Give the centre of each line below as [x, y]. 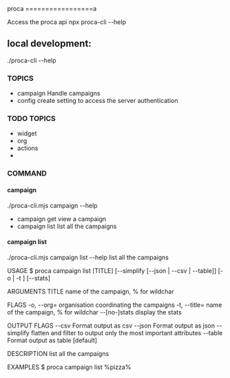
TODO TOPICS [32, 119]
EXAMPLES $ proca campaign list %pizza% [69, 367]
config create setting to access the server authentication [97, 101]
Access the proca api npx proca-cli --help [66, 22]
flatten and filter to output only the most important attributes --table [127, 332]
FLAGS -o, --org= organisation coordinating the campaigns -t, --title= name [115, 305]
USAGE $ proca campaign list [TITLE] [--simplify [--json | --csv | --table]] [112, 270]
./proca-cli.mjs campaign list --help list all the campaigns [88, 257]
